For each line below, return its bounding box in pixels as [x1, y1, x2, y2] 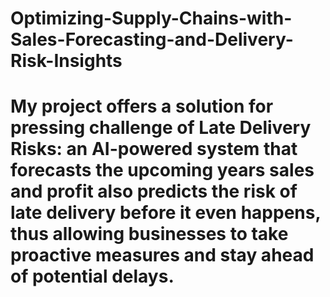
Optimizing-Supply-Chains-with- [10, 7, 293, 30]
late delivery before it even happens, [10, 202, 321, 224]
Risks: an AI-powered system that [10, 138, 298, 161]
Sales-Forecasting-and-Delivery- [10, 28, 294, 51]
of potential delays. [10, 265, 175, 288]
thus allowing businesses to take [10, 223, 289, 246]
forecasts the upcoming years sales [10, 159, 315, 182]
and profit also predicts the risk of [10, 180, 298, 203]
